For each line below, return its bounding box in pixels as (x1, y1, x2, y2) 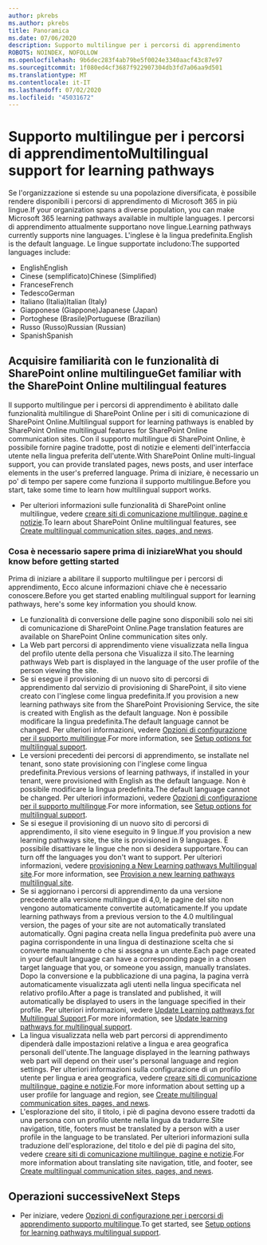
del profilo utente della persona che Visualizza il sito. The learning (19, 648, 234, 659)
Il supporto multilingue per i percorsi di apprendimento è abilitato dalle (8, 400, 239, 410)
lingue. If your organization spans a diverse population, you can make (8, 205, 235, 215)
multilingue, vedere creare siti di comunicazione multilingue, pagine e (19, 509, 249, 518)
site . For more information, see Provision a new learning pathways (19, 870, 235, 879)
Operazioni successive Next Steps (8, 1189, 181, 1203)
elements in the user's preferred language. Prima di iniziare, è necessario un (8, 468, 259, 478)
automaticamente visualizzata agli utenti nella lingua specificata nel (19, 980, 241, 989)
